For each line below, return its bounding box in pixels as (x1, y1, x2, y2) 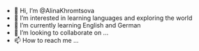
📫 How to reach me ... (13, 37, 79, 44)
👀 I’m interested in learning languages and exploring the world (13, 14, 193, 22)
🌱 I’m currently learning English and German (13, 21, 141, 29)
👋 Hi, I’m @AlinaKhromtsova (13, 7, 95, 14)
